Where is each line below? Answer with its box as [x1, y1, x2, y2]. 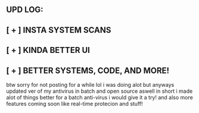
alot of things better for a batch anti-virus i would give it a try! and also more [6, 93, 194, 101]
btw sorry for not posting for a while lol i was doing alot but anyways [6, 81, 175, 88]
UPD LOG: [6, 5, 43, 15]
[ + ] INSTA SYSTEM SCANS [6, 25, 111, 35]
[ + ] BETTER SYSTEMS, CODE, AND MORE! [6, 65, 170, 76]
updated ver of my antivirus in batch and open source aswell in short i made [6, 87, 193, 95]
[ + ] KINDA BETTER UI [6, 45, 91, 55]
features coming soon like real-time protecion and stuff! [6, 100, 143, 107]
